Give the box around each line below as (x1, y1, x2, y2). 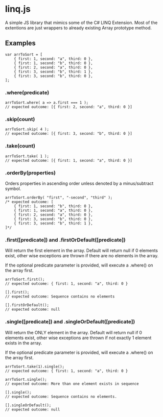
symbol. (5, 185, 21, 192)
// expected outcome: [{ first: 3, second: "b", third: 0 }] (5, 131, 133, 136)
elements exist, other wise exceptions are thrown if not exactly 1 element (5, 335, 152, 341)
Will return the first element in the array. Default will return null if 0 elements (5, 247, 158, 253)
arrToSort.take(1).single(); (5, 364, 65, 369)
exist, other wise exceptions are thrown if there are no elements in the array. (5, 253, 159, 259)
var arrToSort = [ (5, 52, 43, 57)
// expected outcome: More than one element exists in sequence (5, 381, 139, 386)
